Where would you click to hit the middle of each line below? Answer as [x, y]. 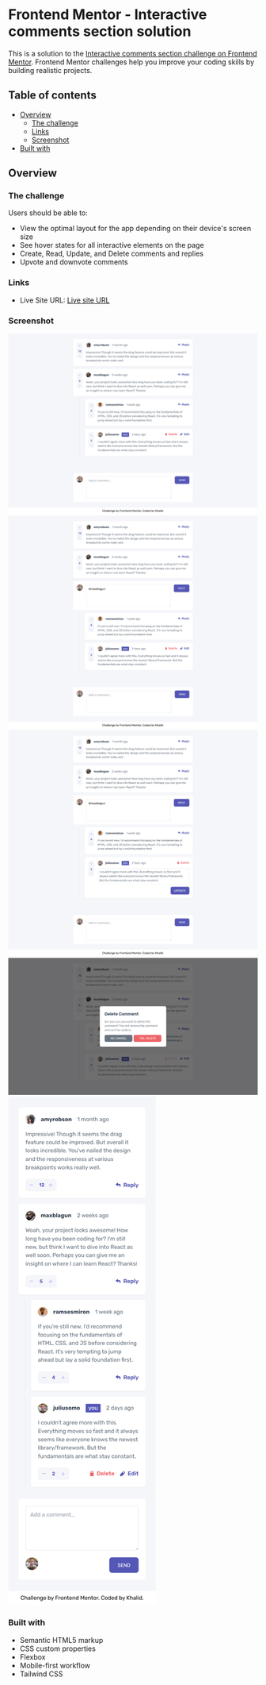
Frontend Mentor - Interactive [108, 15]
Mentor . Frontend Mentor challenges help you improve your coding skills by [131, 62]
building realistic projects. [50, 70]
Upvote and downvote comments [74, 262]
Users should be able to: [48, 213]
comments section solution [100, 31]
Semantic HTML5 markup [61, 1640]
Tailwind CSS [41, 1674]
